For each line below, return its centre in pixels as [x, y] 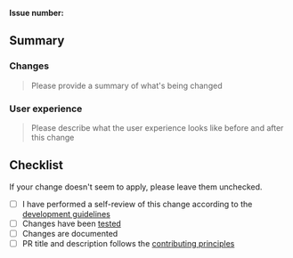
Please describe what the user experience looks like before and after [157, 127]
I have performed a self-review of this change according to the [137, 204]
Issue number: [37, 13]
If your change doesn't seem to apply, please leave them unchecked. [136, 187]
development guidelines [66, 214]
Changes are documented [70, 233]
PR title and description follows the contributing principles [128, 243]
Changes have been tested [72, 223]
